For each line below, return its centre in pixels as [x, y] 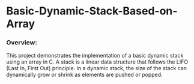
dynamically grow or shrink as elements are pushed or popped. [85, 75]
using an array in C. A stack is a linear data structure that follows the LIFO [97, 62]
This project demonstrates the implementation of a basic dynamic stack [95, 56]
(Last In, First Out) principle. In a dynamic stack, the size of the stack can [97, 68]
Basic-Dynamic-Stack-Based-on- [92, 11]
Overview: [22, 43]
